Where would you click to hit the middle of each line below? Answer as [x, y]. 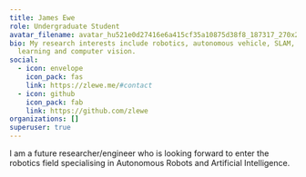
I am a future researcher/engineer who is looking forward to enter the [139, 153]
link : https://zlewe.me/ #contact [89, 85]
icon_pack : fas [55, 77]
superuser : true [40, 128]
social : [24, 60]
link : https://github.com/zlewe [87, 111]
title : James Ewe [42, 18]
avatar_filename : [42, 34]
